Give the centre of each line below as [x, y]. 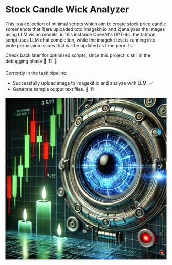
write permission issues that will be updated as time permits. [69, 45]
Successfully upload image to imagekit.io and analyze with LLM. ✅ [83, 83]
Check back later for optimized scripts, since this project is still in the [78, 55]
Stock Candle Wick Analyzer [67, 9]
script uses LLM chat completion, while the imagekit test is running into [80, 40]
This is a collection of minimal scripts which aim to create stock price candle [86, 24]
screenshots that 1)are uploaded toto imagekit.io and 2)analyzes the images [85, 29]
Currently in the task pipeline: [36, 73]
